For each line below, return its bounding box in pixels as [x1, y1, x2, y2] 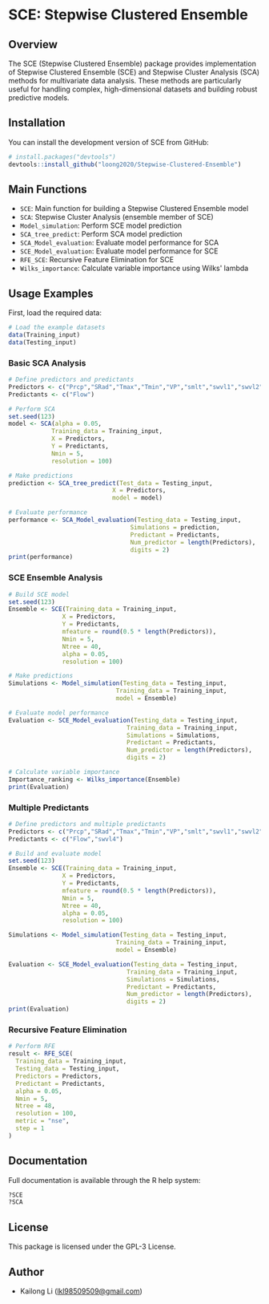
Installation [8, 116, 66, 130]
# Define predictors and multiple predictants [8, 820, 167, 828]
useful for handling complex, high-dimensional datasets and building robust [8, 84, 258, 94]
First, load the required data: [8, 308, 102, 318]
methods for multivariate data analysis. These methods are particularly [8, 76, 242, 85]
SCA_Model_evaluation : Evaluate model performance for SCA [19, 238, 219, 248]
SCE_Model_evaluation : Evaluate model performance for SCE [19, 246, 219, 256]
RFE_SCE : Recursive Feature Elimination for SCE [19, 255, 175, 265]
